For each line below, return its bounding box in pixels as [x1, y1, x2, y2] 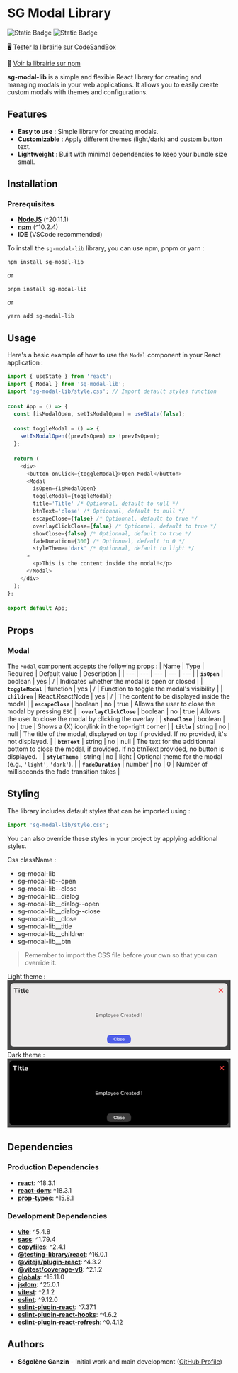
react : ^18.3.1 [17, 1179, 56, 1187]
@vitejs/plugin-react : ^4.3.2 [17, 1257, 102, 1266]
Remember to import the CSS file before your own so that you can [24, 950, 217, 959]
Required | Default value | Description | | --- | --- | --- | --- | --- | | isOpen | [7, 669, 224, 678]
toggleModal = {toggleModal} [33, 493, 113, 500]
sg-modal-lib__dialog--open [17, 899, 100, 908]
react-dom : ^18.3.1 [17, 1186, 72, 1194]
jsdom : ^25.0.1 [17, 1280, 60, 1289]
